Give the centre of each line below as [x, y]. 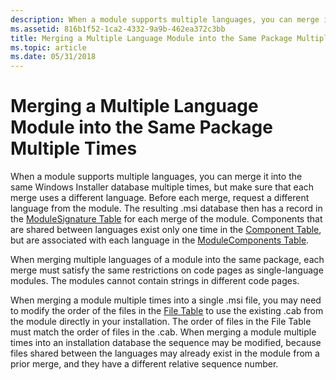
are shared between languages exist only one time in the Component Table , [166, 230]
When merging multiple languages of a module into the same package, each [167, 260]
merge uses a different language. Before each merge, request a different [160, 198]
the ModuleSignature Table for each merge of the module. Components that [166, 219]
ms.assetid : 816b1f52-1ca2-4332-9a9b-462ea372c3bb [118, 29]
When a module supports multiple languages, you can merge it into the [156, 177]
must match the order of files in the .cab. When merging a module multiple [163, 332]
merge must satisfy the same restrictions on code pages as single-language [167, 270]
